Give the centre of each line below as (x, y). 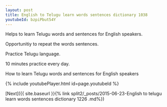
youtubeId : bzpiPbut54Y (31, 19)
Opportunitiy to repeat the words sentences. (52, 44)
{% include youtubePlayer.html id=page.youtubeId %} (62, 84)
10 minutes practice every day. (38, 64)
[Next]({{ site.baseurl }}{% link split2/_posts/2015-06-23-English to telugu (84, 94)
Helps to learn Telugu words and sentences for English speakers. (74, 34)
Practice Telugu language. (33, 54)
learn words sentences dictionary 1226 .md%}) (55, 99)
